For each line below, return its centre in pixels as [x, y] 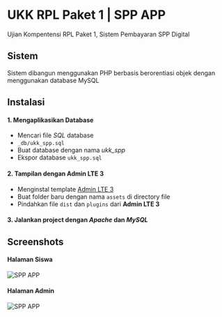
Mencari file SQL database [55, 135]
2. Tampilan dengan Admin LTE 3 [56, 173]
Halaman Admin [31, 291]
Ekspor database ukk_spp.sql [60, 157]
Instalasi [26, 102]
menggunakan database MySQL [53, 80]
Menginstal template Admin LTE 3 [65, 189]
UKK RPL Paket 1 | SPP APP [86, 15]
